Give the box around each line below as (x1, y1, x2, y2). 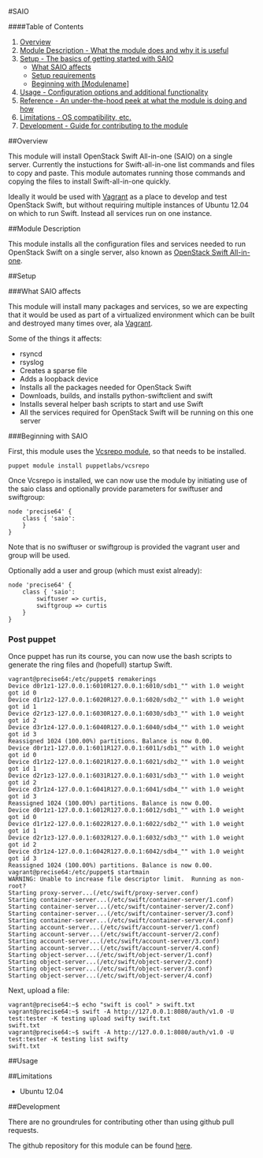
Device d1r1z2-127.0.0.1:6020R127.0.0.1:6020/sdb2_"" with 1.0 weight (8, 696, 245, 704)
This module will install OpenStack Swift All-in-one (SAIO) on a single (8, 151, 233, 161)
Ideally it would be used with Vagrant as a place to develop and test (8, 192, 228, 201)
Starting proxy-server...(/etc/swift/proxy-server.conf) (8, 889, 199, 897)
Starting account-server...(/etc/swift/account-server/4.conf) (8, 944, 220, 952)
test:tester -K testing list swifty (8, 1036, 128, 1044)
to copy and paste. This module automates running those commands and (8, 169, 246, 177)
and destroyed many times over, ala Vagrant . (8, 318, 154, 328)
